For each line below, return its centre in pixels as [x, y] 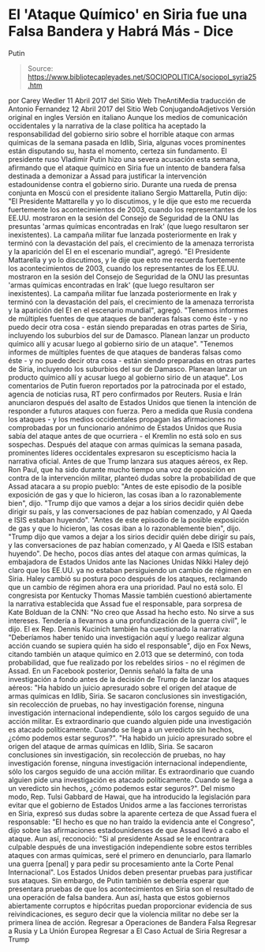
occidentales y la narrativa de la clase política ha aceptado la [107, 126]
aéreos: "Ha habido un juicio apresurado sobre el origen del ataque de [122, 688]
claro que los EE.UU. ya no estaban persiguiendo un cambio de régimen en [130, 570]
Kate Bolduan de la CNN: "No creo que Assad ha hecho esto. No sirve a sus [131, 612]
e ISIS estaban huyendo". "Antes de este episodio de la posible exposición [129, 519]
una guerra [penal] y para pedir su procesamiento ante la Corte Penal [121, 864]
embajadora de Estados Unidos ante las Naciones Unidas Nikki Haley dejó [129, 561]
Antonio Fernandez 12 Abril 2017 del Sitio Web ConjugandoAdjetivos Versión [132, 109]
